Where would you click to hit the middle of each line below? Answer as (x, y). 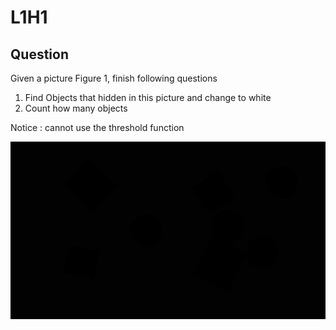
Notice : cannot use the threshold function (97, 127)
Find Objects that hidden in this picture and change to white (148, 97)
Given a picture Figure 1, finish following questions (114, 78)
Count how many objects (76, 108)
